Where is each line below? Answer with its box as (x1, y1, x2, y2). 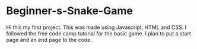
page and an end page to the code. (6, 36, 93, 43)
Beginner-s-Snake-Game (6, 4, 134, 18)
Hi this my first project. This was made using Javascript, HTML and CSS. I (6, 24, 187, 31)
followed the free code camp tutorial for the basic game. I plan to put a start (6, 30, 192, 37)
